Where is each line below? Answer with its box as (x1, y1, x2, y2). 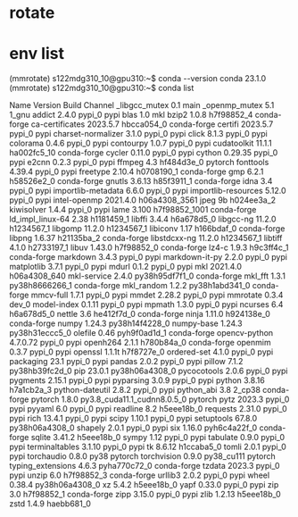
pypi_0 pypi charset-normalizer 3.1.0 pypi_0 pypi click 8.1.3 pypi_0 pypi (9, 129, 268, 139)
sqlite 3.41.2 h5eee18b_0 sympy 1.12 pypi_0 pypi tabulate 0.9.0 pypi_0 (30, 432, 286, 443)
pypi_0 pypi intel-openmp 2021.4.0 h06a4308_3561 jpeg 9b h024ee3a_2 (9, 195, 277, 205)
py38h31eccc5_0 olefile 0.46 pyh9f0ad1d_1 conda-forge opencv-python (9, 328, 274, 338)
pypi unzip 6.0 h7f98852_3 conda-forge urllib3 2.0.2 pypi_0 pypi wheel (9, 470, 270, 480)
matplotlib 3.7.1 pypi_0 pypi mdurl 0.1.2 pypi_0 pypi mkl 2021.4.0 (9, 262, 243, 272)
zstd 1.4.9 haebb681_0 (9, 498, 91, 509)
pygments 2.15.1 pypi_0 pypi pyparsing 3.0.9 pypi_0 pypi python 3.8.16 (9, 375, 265, 386)
